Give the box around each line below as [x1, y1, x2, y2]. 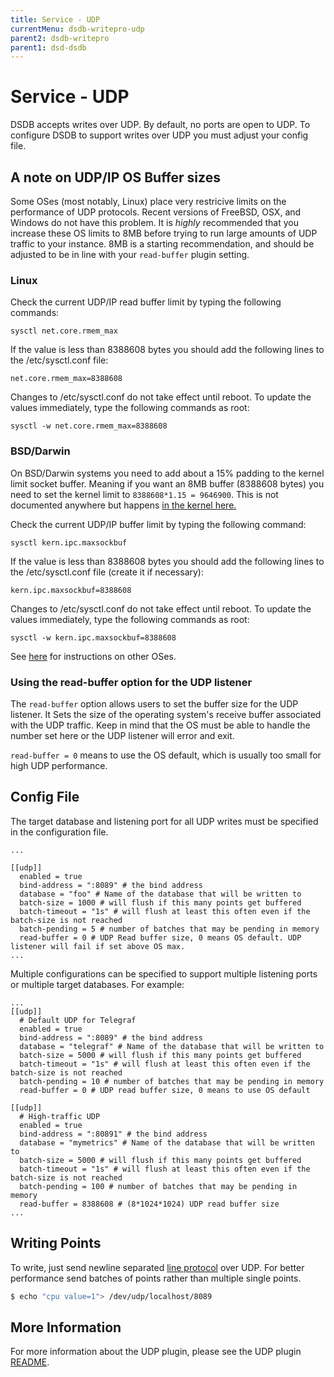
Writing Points [10, 1235, 102, 1252]
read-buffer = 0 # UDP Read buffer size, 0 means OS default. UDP [19, 932, 302, 943]
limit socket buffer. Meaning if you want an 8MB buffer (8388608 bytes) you [10, 477, 325, 490]
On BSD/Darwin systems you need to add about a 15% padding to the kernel [10, 467, 325, 479]
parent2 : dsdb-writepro [10, 33, 110, 43]
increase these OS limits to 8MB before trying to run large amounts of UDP [10, 227, 318, 239]
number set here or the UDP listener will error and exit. [10, 729, 235, 741]
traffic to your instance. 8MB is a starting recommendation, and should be [10, 238, 315, 250]
